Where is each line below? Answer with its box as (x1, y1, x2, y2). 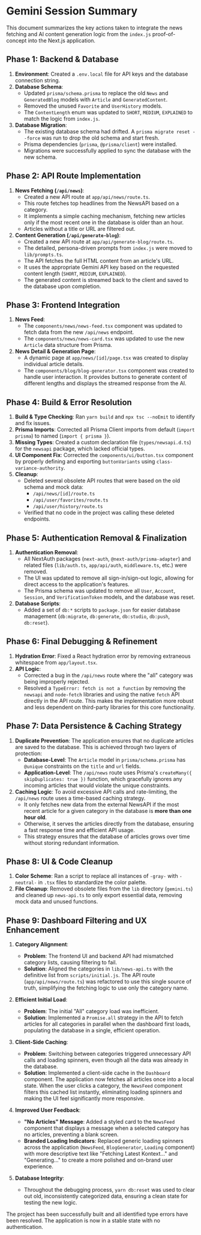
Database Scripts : (14, 600, 61, 607)
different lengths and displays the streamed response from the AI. (23, 380, 187, 387)
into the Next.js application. (28, 37, 96, 44)
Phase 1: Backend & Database (6, 54, 119, 64)
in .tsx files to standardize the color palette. (38, 879, 147, 886)
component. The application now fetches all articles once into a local (23, 1076, 194, 1083)
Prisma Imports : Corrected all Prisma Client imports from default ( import (14, 426, 195, 434)
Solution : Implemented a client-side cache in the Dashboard (23, 1069, 170, 1077)
